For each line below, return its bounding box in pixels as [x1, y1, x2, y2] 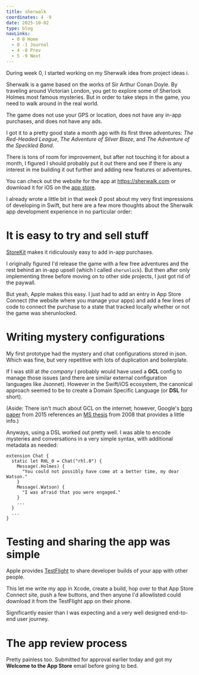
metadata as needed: [6, 441, 58, 448]
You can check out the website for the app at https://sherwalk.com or [6, 177, 176, 184]
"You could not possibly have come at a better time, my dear [21, 468, 179, 475]
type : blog [6, 25, 33, 32]
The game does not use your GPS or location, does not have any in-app [6, 111, 182, 118]
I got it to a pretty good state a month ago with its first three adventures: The [6, 129, 194, 136]
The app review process [6, 636, 128, 650]
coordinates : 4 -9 [6, 14, 52, 20]
